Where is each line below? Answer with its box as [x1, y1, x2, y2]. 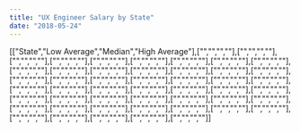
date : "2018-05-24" [9, 21, 83, 30]
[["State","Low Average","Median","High [9, 45, 156, 56]
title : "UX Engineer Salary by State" [9, 12, 154, 22]
